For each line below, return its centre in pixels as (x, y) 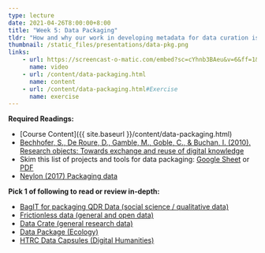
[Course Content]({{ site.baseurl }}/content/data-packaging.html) (126, 134)
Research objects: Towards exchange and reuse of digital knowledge (132, 151)
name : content (52, 81)
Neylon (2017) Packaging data (69, 176)
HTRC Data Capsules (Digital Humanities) (87, 240)
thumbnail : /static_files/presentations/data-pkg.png (99, 45)
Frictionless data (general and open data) (86, 215)
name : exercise (54, 96)
